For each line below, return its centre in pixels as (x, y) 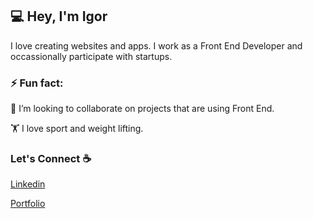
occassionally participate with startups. (91, 56)
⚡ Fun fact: (37, 83)
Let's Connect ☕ (51, 159)
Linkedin (28, 184)
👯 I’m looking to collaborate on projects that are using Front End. (142, 109)
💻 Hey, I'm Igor (59, 16)
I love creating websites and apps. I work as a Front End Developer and (156, 45)
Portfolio (28, 204)
